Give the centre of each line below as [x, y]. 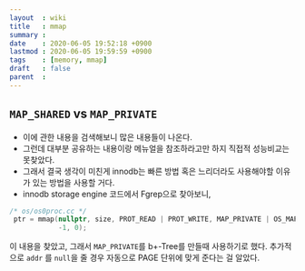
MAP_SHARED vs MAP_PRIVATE [83, 114]
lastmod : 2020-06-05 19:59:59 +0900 [81, 52]
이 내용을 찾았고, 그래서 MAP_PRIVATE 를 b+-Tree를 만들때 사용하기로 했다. [138, 246]
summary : [28, 35]
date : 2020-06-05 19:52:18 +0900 [81, 43]
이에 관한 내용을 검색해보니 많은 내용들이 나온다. [107, 136]
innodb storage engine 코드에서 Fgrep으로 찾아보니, [117, 194]
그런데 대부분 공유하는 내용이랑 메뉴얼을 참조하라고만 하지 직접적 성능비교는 [156, 148]
